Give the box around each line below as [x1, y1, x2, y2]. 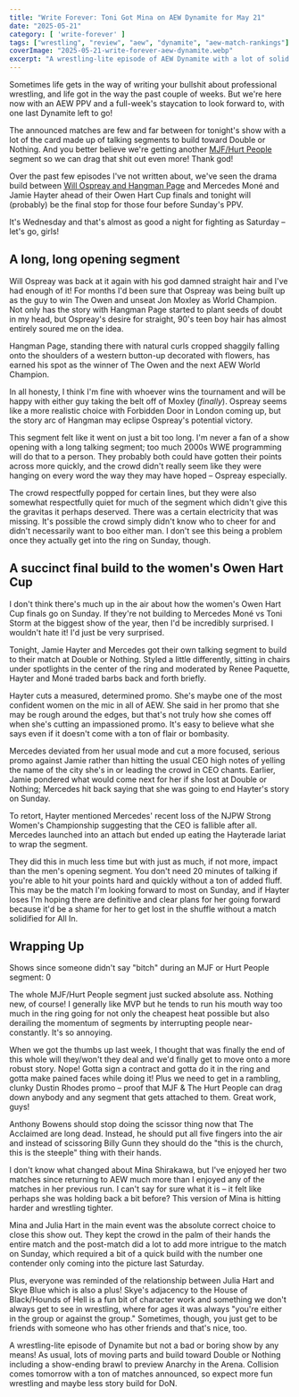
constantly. [9, 1027, 51, 1038]
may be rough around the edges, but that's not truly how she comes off [9, 709, 272, 720]
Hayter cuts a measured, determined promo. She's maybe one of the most [9, 690, 283, 701]
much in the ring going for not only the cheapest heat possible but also [9, 1008, 270, 1019]
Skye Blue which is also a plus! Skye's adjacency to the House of [9, 1284, 248, 1296]
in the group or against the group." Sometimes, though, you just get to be [9, 1313, 278, 1324]
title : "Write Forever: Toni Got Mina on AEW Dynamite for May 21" [9, 13, 266, 22]
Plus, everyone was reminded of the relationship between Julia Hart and [9, 1275, 275, 1286]
